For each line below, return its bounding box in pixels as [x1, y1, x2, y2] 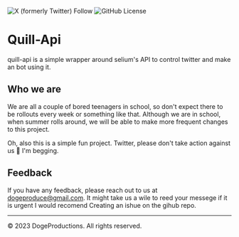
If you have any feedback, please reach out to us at [7, 186, 158, 194]
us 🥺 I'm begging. [7, 146, 59, 154]
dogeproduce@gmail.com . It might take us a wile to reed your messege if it [7, 193, 228, 202]
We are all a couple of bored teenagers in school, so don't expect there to [7, 102, 223, 110]
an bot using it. [7, 63, 51, 71]
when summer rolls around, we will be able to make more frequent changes [7, 117, 228, 126]
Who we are [7, 83, 62, 95]
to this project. [7, 125, 50, 133]
